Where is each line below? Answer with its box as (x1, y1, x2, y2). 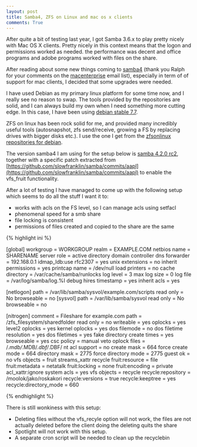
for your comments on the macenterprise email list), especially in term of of (6, 72, 189, 80)
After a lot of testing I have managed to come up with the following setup (6, 187, 183, 194)
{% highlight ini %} (6, 234, 52, 241)
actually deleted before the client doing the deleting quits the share (14, 422, 178, 429)
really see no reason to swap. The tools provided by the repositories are (6, 96, 181, 103)
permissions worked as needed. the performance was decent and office (6, 48, 181, 55)
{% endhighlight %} (6, 393, 54, 400)
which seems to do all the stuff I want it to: (6, 193, 109, 200)
